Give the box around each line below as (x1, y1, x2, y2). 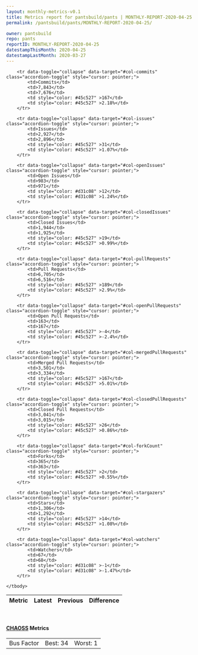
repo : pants (6, 36, 36, 42)
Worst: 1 (74, 639, 98, 647)
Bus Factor (9, 639, 40, 647)
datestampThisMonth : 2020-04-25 (6, 47, 86, 53)
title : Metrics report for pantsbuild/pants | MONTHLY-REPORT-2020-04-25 (6, 14, 193, 20)
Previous (58, 596, 84, 605)
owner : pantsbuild (6, 30, 52, 36)
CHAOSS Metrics (6, 625, 49, 632)
